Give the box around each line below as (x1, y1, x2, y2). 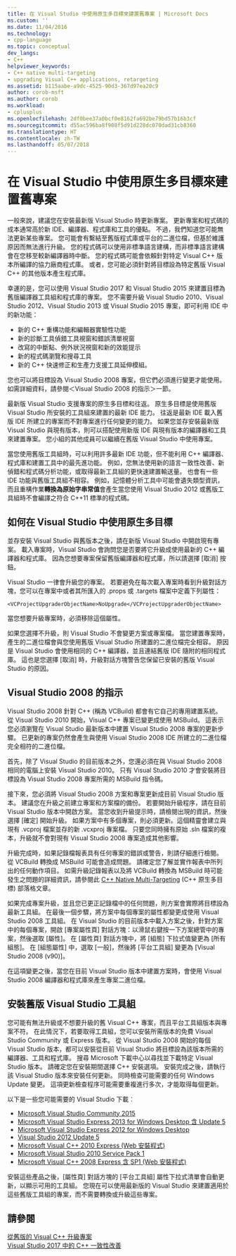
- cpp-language (7, 37, 52, 44)
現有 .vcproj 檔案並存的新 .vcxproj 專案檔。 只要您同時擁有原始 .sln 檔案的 (7, 825, 221, 833)
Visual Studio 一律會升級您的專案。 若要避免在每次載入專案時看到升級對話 (7, 577, 221, 586)
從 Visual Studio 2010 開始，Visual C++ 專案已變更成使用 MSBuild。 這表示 (7, 715, 224, 724)
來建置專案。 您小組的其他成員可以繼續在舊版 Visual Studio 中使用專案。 (7, 435, 216, 443)
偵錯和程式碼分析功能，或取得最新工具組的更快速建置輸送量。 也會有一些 (7, 467, 218, 476)
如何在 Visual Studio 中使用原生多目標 (7, 516, 173, 529)
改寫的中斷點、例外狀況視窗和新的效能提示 (17, 343, 141, 352)
